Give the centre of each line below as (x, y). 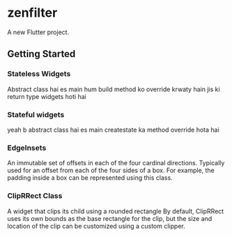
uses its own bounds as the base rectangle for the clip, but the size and (110, 218)
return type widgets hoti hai (47, 96)
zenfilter (32, 13)
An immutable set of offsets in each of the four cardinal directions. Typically (116, 163)
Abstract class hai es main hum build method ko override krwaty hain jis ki (114, 89)
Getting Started (41, 54)
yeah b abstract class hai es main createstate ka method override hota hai (113, 130)
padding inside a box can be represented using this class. (90, 178)
